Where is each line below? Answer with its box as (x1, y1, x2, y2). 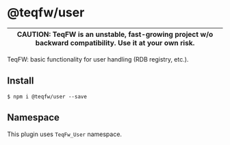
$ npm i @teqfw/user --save (7, 93, 88, 100)
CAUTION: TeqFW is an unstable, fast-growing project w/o (16, 29, 214, 39)
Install (7, 75, 34, 87)
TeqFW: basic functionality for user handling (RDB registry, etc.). (7, 55, 189, 63)
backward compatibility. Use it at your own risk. (35, 38, 195, 47)
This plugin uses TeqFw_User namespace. (7, 130, 122, 138)
